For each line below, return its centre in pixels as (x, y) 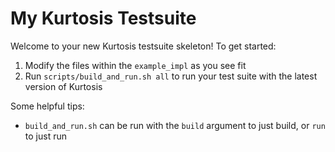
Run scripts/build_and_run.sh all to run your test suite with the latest (171, 76)
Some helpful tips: (47, 106)
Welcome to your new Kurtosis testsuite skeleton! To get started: (143, 46)
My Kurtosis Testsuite (103, 18)
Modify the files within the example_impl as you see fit (135, 65)
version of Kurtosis (63, 86)
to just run (45, 136)
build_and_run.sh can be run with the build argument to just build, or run (175, 125)
